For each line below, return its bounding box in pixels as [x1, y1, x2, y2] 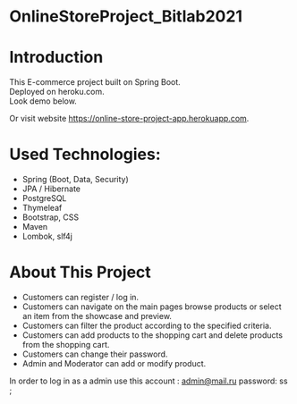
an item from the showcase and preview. [21, 311, 173, 321]
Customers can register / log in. [21, 292, 140, 302]
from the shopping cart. [21, 340, 110, 349]
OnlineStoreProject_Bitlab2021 [9, 6, 243, 27]
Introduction [9, 47, 104, 68]
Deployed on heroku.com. [9, 87, 105, 97]
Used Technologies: [9, 145, 161, 164]
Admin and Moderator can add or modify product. [21, 358, 207, 368]
